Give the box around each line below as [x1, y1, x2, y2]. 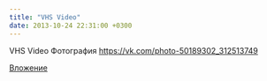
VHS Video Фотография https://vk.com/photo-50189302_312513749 [9, 45, 258, 55]
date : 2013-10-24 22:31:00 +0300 [9, 21, 133, 30]
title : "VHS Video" [9, 12, 81, 22]
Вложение [9, 63, 49, 73]
